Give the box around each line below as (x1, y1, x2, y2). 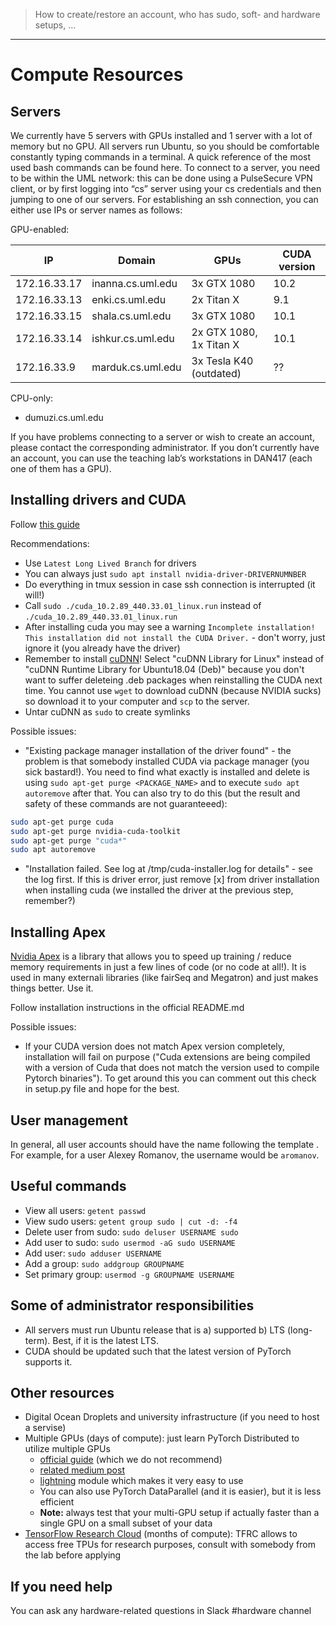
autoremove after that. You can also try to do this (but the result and (24, 787, 301, 799)
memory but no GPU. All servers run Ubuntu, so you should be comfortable (10, 140, 320, 152)
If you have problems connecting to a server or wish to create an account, (10, 431, 315, 443)
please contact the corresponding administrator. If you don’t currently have (10, 442, 320, 453)
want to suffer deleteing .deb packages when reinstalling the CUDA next (24, 674, 323, 686)
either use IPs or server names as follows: (10, 204, 183, 216)
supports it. (24, 1355, 73, 1368)
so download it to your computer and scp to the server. (24, 695, 250, 707)
